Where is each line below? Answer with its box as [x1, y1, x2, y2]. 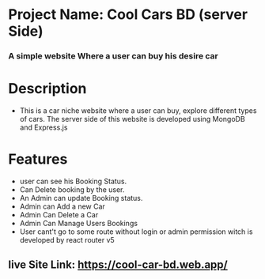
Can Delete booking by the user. [19, 184, 125, 194]
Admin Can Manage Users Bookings [19, 218, 138, 228]
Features [8, 150, 68, 168]
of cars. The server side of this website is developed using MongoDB [19, 115, 245, 124]
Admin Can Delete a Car [19, 209, 99, 219]
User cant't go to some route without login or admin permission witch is [19, 227, 253, 236]
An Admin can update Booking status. [19, 193, 143, 202]
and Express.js [19, 123, 68, 132]
